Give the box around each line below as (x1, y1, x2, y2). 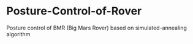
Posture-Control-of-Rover (6, 4, 142, 18)
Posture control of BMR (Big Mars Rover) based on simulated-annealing (6, 24, 187, 31)
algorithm (6, 30, 31, 37)
